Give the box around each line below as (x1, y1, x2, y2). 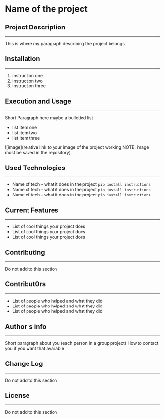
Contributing (5, 248, 45, 256)
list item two (12, 129, 37, 136)
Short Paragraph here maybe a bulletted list (5, 114, 93, 121)
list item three (12, 135, 40, 140)
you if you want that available (5, 345, 65, 351)
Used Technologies (5, 164, 65, 172)
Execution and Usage (5, 97, 72, 106)
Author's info (5, 323, 47, 331)
